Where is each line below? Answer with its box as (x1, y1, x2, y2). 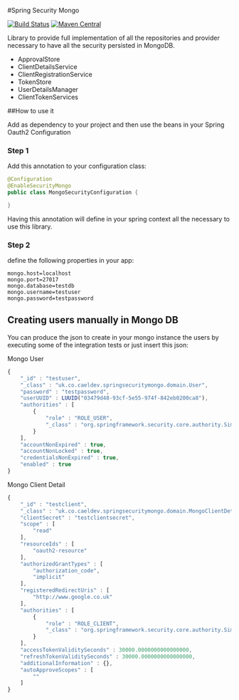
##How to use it (7, 107, 55, 115)
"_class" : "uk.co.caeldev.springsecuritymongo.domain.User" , (20, 381, 208, 389)
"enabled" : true (20, 461, 72, 469)
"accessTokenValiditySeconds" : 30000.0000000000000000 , (20, 647, 193, 654)
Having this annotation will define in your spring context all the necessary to (7, 214, 230, 223)
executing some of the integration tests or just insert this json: (7, 340, 188, 349)
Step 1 (7, 145, 29, 155)
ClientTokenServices (17, 93, 78, 101)
